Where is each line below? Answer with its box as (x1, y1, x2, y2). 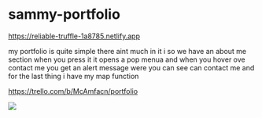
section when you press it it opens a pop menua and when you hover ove (8, 55, 245, 64)
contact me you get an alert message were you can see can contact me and (8, 63, 255, 72)
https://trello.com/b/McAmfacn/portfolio (8, 86, 138, 95)
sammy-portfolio (8, 5, 120, 23)
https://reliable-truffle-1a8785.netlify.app (8, 31, 140, 41)
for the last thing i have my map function (8, 71, 139, 80)
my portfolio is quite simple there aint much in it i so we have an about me (8, 46, 247, 55)
